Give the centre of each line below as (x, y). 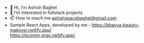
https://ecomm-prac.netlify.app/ (42, 35)
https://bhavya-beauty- (115, 25)
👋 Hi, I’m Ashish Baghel (33, 7)
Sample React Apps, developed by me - (50, 25)
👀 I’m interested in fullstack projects (46, 13)
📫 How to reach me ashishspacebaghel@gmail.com (63, 18)
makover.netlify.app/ (31, 30)
